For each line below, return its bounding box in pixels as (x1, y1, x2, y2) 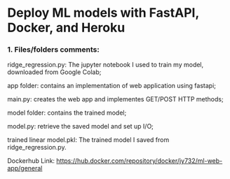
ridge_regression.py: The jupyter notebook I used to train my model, (7, 61, 204, 69)
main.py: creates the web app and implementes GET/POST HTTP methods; (7, 95, 224, 103)
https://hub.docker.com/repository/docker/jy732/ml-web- (55, 157, 223, 165)
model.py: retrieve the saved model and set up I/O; (7, 122, 154, 131)
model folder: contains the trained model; (7, 108, 127, 117)
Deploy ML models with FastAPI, (7, 5, 200, 21)
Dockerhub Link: (7, 157, 55, 165)
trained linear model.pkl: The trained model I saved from (7, 136, 170, 144)
